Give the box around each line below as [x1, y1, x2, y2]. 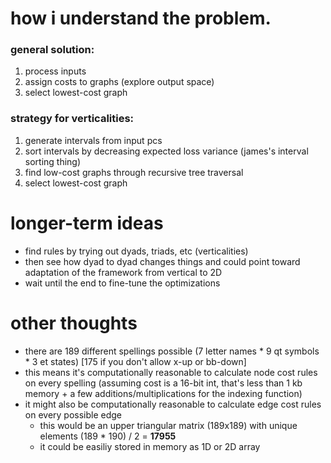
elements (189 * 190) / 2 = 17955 [39, 430, 177, 442]
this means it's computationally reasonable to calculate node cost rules [24, 366, 318, 378]
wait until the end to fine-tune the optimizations [24, 277, 221, 289]
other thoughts [10, 312, 138, 334]
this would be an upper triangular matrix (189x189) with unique [39, 419, 298, 431]
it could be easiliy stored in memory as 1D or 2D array [39, 440, 261, 452]
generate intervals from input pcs [24, 134, 163, 146]
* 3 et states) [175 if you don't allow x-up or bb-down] [24, 355, 247, 367]
